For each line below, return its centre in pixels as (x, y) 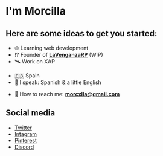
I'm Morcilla (36, 11)
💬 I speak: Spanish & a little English (58, 82)
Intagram (26, 134)
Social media (30, 113)
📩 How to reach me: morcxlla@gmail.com (67, 94)
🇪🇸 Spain (27, 76)
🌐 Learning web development (51, 48)
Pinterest (26, 140)
